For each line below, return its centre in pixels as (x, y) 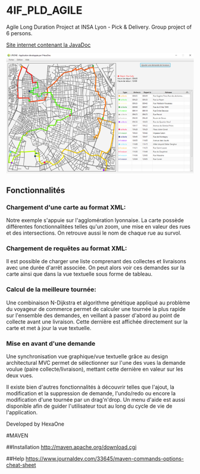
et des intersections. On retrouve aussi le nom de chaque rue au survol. (94, 233)
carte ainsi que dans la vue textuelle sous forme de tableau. (79, 274)
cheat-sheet (21, 465)
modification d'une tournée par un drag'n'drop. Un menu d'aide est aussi (96, 399)
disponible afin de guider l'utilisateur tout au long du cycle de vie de (89, 406)
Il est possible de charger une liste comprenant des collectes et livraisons (96, 261)
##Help (15, 458)
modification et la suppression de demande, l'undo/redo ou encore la (91, 393)
